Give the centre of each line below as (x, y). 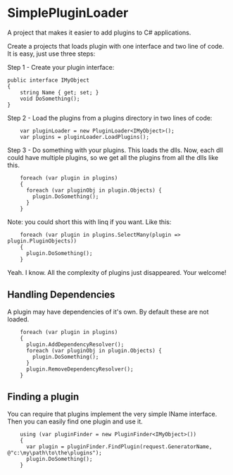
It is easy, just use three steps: (51, 54)
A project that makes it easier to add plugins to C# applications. (99, 32)
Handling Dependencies (61, 295)
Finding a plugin (43, 397)
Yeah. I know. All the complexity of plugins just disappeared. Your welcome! (117, 272)
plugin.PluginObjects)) (42, 241)
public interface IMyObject (49, 80)
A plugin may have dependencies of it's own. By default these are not (108, 311)
